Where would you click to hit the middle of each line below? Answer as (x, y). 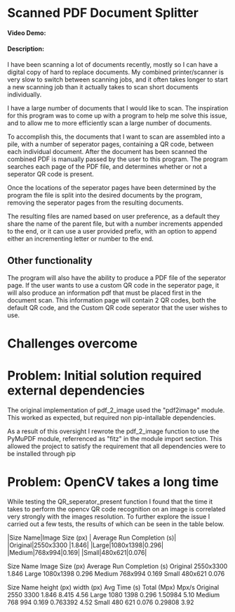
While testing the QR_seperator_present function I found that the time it (110, 502)
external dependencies (76, 391)
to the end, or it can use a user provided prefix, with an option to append (112, 231)
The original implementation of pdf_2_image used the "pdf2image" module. (116, 410)
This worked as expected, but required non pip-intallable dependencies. (112, 417)
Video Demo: (27, 32)
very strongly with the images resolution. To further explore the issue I (109, 516)
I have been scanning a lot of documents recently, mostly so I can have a (113, 64)
